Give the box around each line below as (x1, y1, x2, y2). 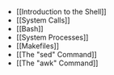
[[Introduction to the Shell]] (15, 7, 107, 16)
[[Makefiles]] (15, 41, 59, 51)
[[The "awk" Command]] (15, 58, 99, 68)
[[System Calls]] (15, 15, 70, 25)
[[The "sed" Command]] (15, 50, 97, 59)
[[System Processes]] (15, 32, 89, 42)
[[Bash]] (15, 24, 44, 33)
